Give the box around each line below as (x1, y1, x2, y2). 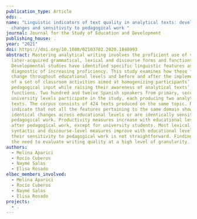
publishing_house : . (6, 36, 57, 41)
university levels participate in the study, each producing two (11, 95, 175, 101)
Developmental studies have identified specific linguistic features (11, 62, 185, 69)
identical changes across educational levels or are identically (11, 112, 175, 117)
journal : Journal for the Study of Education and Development (6, 30, 161, 36)
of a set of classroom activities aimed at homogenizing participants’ (11, 79, 191, 85)
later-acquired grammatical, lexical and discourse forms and (11, 57, 167, 63)
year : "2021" (6, 41, 38, 47)
